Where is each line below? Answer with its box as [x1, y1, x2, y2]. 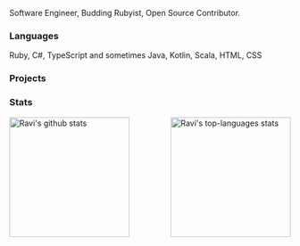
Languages [9, 29, 60, 42]
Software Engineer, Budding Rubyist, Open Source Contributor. [9, 8, 241, 18]
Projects [9, 72, 46, 85]
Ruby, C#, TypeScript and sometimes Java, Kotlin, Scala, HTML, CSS [9, 50, 262, 61]
